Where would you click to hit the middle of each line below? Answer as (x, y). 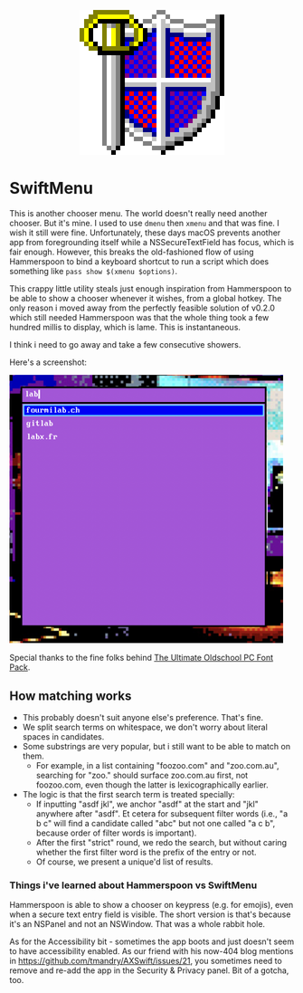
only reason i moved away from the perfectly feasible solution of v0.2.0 (142, 308)
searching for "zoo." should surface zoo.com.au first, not (142, 775)
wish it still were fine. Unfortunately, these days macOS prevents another (145, 233)
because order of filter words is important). (116, 833)
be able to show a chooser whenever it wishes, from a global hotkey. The (146, 298)
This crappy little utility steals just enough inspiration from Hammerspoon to (151, 288)
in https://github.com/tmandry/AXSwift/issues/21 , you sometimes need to (146, 961)
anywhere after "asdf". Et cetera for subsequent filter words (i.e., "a (162, 813)
